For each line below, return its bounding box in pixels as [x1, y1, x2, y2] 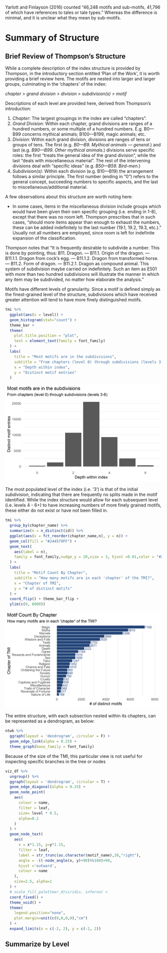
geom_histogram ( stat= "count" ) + [9, 317, 77, 323]
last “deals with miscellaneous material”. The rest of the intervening [12, 158, 151, 163]
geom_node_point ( [9, 790, 46, 795]
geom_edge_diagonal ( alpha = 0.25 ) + [9, 784, 85, 790]
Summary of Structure [5, 32, 99, 44]
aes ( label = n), [14, 549, 48, 554]
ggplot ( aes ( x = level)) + [9, 312, 64, 317]
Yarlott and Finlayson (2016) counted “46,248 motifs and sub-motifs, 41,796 [5, 4, 161, 10]
